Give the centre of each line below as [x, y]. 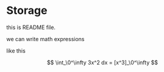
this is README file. [31, 27]
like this [16, 51]
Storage [27, 11]
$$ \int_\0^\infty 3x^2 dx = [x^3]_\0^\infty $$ [102, 62]
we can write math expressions [45, 39]
